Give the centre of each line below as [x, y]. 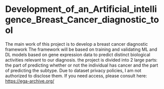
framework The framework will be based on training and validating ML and [81, 49]
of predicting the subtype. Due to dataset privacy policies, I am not [73, 70]
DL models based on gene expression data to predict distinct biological [78, 54]
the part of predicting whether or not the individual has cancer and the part [82, 65]
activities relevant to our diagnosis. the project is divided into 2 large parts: [81, 60]
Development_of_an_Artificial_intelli [81, 9]
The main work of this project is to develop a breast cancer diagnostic [77, 44]
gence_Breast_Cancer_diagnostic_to [82, 20]
